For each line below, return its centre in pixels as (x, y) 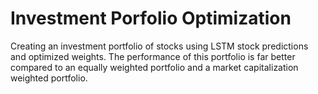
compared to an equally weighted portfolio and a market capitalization (154, 67)
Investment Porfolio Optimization (151, 18)
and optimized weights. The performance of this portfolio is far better (153, 56)
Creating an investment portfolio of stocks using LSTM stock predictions (159, 46)
